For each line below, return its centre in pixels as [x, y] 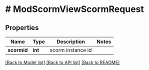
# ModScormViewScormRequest [74, 9]
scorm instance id [71, 50]
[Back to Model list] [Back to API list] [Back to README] [62, 62]
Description [71, 42]
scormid [18, 50]
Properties [22, 28]
